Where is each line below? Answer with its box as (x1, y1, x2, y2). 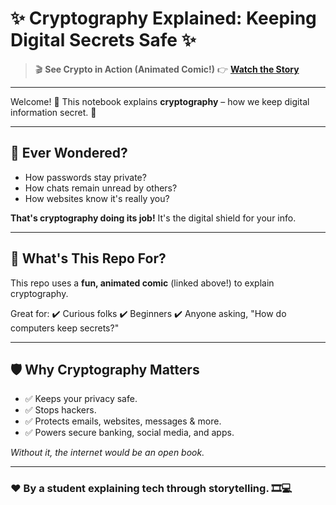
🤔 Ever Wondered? (10, 145, 128, 162)
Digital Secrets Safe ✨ (10, 29, 197, 52)
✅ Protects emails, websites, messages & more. (24, 415, 222, 427)
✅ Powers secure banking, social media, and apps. (24, 427, 235, 439)
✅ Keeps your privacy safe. (24, 393, 138, 405)
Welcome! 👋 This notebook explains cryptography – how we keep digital (10, 95, 310, 107)
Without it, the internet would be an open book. (10, 447, 205, 459)
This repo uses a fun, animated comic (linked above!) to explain (10, 277, 275, 289)
